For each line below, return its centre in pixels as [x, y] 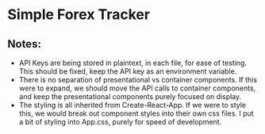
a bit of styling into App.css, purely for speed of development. [120, 122]
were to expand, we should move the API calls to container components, [137, 88]
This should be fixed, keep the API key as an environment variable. [128, 71]
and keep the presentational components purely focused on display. [130, 96]
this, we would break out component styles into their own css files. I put [136, 113]
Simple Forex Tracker [79, 15]
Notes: [24, 44]
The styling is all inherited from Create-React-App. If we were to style [132, 105]
